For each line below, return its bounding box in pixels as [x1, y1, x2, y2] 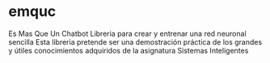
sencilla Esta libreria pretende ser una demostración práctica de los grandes [8, 37, 263, 46]
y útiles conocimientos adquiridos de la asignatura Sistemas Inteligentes [8, 45, 249, 55]
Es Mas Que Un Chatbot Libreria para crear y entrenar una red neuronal [8, 29, 247, 38]
